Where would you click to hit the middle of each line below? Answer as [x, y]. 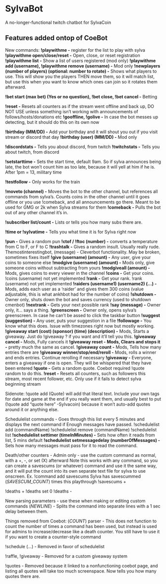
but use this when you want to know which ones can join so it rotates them [81, 82]
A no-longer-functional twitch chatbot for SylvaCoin [58, 22]
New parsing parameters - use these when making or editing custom [75, 501]
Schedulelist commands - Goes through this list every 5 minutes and [75, 419]
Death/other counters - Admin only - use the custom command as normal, [81, 455]
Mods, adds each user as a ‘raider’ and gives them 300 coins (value [74, 289]
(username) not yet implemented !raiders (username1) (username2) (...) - [81, 283]
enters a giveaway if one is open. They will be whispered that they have [78, 363]
